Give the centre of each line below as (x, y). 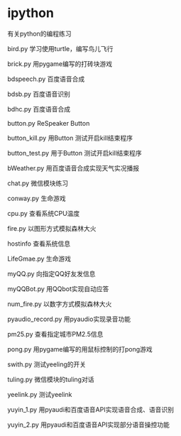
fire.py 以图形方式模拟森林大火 (52, 228)
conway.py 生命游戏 (37, 198)
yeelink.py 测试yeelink (40, 394)
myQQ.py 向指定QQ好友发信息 (51, 273)
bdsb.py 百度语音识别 (39, 94)
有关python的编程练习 (39, 33)
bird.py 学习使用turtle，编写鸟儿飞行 (60, 48)
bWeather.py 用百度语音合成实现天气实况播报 (73, 168)
